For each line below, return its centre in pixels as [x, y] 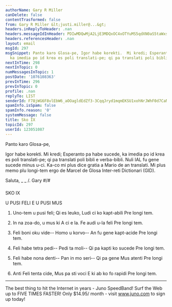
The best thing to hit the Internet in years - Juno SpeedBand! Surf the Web [84, 289]
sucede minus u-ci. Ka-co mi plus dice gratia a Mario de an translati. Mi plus [85, 165]
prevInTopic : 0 [21, 86]
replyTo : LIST [20, 96]
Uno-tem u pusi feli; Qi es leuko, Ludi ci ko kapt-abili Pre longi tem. [83, 213]
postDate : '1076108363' [31, 77]
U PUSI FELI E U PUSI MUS [34, 203]
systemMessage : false [28, 115]
